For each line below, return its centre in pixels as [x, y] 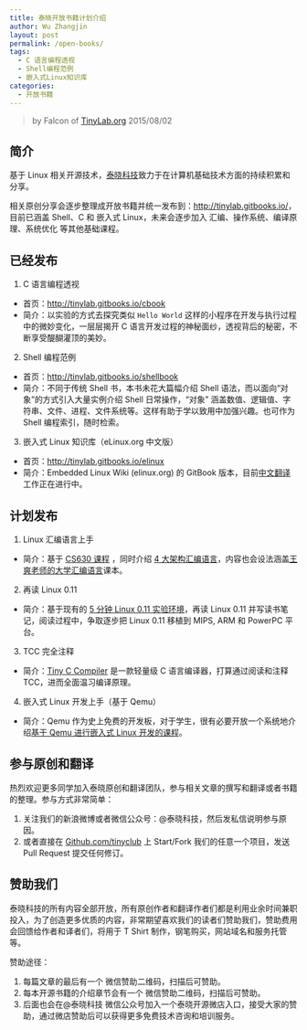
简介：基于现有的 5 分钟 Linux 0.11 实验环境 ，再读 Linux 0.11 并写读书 [151, 609]
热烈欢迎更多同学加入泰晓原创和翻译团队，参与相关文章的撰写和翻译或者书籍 [153, 788]
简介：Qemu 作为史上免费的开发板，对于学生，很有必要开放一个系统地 [155, 721]
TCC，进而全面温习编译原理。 [79, 682]
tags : [20, 52]
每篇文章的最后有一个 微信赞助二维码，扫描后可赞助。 [124, 981]
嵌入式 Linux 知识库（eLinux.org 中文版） [100, 442]
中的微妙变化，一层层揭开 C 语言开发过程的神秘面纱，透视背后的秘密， [156, 326]
